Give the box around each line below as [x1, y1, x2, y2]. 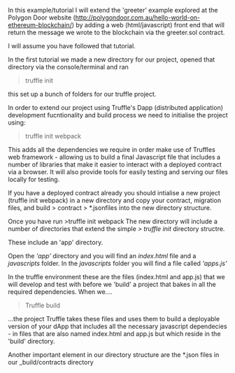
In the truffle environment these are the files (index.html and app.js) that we [8, 273, 226, 281]
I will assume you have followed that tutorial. [8, 42, 136, 50]
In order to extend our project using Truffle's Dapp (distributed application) [8, 104, 223, 111]
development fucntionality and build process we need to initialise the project [8, 111, 228, 119]
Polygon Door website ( [8, 13, 76, 22]
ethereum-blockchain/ [8, 21, 72, 29]
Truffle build [24, 301, 61, 309]
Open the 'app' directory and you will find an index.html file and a [8, 252, 197, 260]
